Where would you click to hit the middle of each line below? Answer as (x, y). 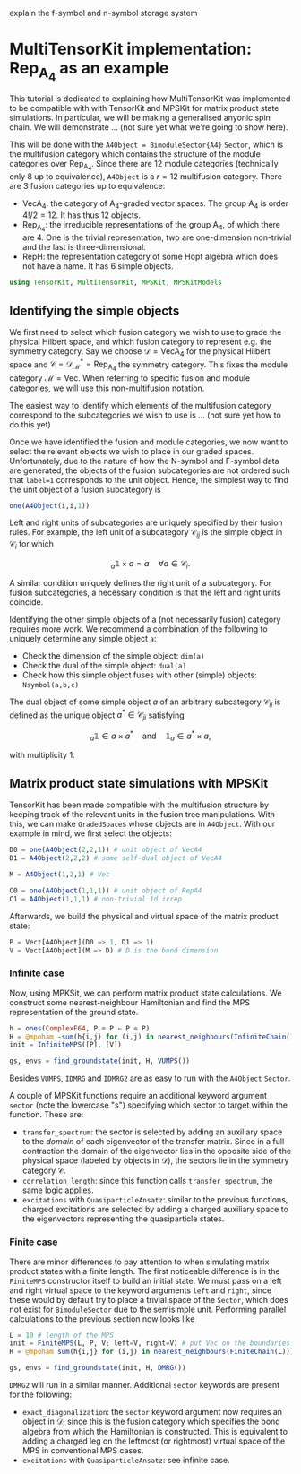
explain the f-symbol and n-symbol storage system (103, 13)
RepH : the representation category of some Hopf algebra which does (150, 257)
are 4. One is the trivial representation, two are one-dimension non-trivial (157, 237)
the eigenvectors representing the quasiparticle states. (123, 1219)
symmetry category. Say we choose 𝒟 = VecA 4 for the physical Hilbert (140, 352)
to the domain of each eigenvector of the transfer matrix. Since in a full (153, 1142)
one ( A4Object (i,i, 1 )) (50, 505)
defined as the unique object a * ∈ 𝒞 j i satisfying (97, 715)
